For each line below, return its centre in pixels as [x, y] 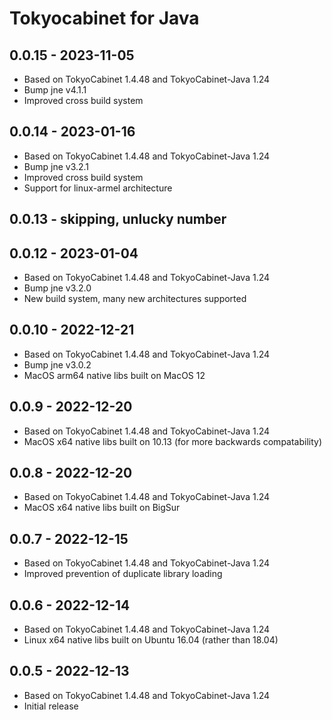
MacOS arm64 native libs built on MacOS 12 [114, 375]
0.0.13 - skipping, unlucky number [118, 219]
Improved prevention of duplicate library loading [123, 574]
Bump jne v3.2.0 [57, 288]
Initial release [51, 706]
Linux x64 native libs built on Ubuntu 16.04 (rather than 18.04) [151, 640]
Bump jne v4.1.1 [55, 90]
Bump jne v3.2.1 [56, 166]
